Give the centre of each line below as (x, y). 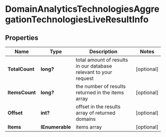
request (85, 78)
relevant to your (94, 72)
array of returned (96, 113)
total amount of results (102, 60)
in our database (94, 66)
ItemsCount (22, 92)
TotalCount (21, 69)
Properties (22, 38)
